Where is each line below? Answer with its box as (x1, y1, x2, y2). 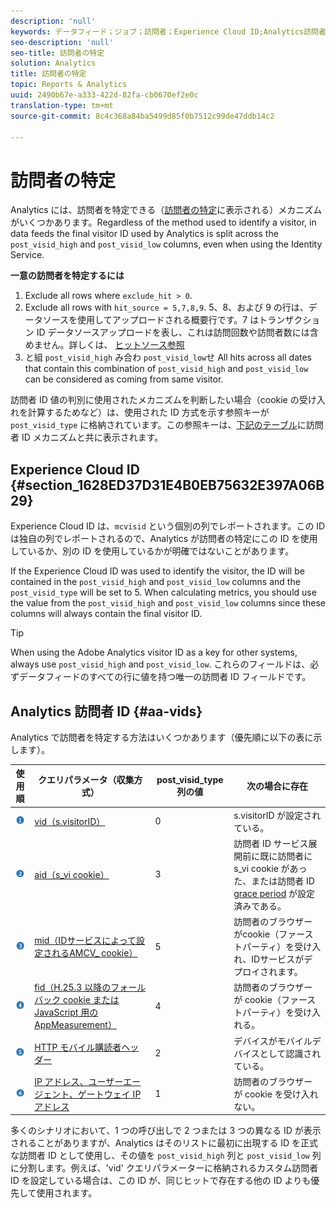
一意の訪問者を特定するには (10, 270, 125, 282)
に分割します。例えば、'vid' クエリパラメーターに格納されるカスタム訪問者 (10, 1162, 319, 1174)
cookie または (62, 994, 120, 1006)
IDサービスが (251, 953, 305, 965)
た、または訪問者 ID (233, 875, 315, 887)
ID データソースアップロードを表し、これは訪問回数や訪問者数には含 (36, 326, 319, 339)
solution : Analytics (10, 58, 97, 69)
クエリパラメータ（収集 (38, 774, 135, 786)
